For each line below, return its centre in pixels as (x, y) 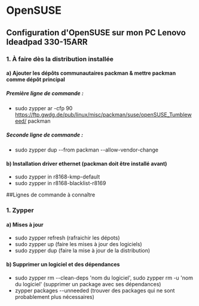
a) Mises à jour (25, 225)
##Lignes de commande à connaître (51, 195)
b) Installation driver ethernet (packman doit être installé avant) (87, 163)
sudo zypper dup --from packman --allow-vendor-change (86, 150)
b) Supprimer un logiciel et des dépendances (63, 264)
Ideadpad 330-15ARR (47, 42)
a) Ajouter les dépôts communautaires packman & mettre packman (91, 73)
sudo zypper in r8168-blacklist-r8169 (60, 183)
